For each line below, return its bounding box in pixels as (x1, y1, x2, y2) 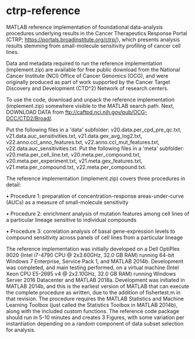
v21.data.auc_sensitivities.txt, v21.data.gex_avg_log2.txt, (6, 132, 143, 139)
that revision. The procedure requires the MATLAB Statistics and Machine (6, 295, 184, 302)
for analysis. (6, 326, 36, 333)
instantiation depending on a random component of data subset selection (6, 320, 184, 327)
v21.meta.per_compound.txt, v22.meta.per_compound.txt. (6, 163, 147, 171)
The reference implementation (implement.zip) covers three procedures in (6, 175, 186, 182)
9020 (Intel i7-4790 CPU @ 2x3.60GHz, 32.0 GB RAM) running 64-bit (6, 251, 174, 259)
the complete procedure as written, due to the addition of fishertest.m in (6, 289, 181, 296)
